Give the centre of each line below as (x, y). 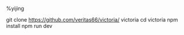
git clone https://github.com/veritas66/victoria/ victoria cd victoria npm (92, 20)
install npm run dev (29, 26)
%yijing (15, 8)
